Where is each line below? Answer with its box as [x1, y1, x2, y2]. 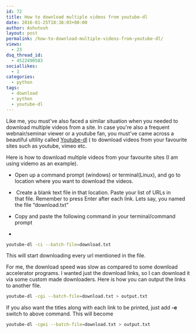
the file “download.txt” [14, 201, 69, 208]
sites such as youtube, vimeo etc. [6, 142, 87, 149]
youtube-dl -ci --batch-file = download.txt [6, 242, 111, 247]
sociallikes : [6, 63, 38, 69]
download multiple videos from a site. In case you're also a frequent [6, 124, 170, 131]
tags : [6, 85, 19, 91]
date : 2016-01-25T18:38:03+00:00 [6, 19, 88, 25]
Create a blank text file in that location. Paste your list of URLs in [16, 189, 171, 196]
